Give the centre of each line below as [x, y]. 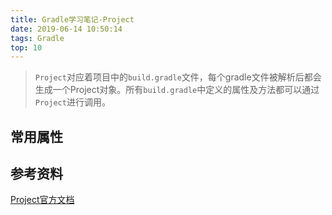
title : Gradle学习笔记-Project [72, 19]
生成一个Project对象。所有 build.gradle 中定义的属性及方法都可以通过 [177, 90]
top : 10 [26, 47]
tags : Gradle [37, 38]
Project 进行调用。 [72, 102]
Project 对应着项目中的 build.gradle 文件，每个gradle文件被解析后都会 [178, 77]
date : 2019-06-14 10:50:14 [66, 29]
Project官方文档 [42, 200]
